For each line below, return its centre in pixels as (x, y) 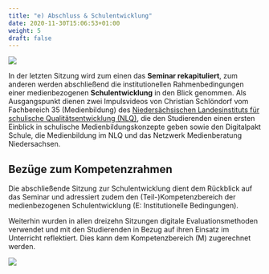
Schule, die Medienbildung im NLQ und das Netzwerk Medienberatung (125, 135)
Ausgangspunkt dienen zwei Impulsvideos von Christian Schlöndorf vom (128, 102)
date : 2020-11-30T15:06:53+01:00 (64, 23)
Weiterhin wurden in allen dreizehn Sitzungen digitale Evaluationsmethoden (133, 221)
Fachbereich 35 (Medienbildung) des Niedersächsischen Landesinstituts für (134, 110)
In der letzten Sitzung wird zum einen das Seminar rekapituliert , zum (123, 76)
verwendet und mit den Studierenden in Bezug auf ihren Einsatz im (119, 230)
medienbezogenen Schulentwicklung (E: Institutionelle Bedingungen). (124, 206)
